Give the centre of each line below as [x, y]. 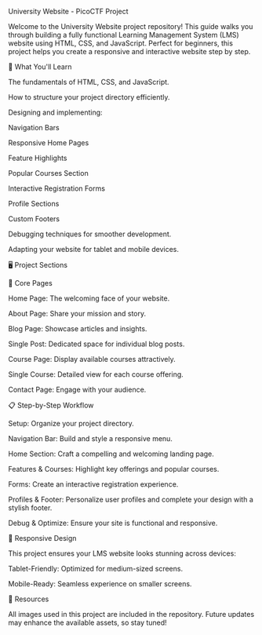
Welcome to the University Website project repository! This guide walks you [131, 26]
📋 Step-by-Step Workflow [51, 405]
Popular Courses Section [48, 173]
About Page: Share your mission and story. [77, 314]
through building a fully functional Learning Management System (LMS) [124, 35]
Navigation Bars [34, 128]
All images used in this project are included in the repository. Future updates [131, 614]
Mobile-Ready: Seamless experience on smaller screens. [100, 584]
